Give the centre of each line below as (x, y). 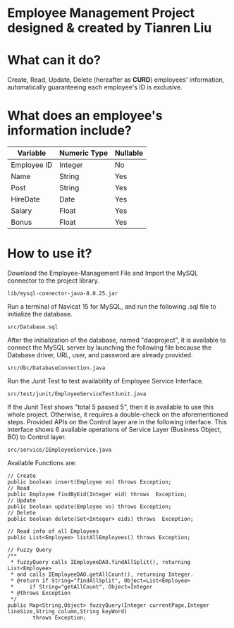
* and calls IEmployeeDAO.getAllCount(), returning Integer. (102, 574)
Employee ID (32, 165)
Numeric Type (84, 153)
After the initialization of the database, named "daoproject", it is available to (117, 340)
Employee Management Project (101, 13)
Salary (21, 211)
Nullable (129, 153)
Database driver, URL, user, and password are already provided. (100, 355)
